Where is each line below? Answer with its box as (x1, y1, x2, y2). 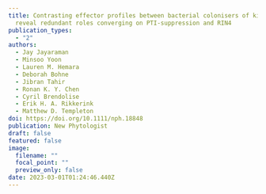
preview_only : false (15, 166, 83, 174)
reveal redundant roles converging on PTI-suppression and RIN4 (15, 19, 232, 27)
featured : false (8, 136, 62, 145)
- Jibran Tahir (15, 78, 66, 86)
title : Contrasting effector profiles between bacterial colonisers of (8, 11, 249, 20)
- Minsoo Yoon (15, 56, 62, 64)
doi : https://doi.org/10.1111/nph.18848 (8, 115, 144, 123)
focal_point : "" (15, 159, 69, 167)
